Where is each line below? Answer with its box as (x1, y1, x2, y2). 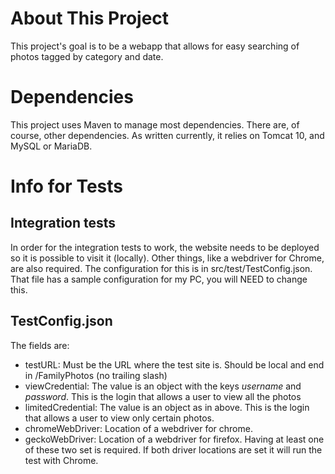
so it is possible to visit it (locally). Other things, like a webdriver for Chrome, (10, 252, 325, 264)
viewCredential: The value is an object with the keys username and (24, 380, 302, 392)
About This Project (10, 7, 170, 30)
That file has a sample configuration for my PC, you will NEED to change (10, 273, 308, 285)
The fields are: (10, 339, 70, 351)
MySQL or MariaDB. (10, 140, 93, 152)
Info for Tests (10, 175, 123, 198)
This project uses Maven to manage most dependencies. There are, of (10, 118, 300, 131)
